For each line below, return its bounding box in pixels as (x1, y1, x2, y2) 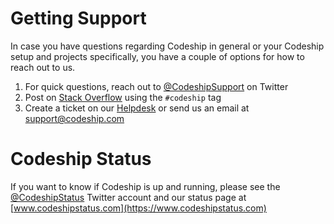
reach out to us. (10, 61, 76, 73)
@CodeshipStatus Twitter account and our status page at (10, 191, 247, 203)
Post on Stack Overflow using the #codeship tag (24, 91, 222, 103)
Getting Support (10, 7, 147, 30)
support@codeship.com (24, 112, 125, 124)
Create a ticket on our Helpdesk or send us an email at (24, 102, 250, 114)
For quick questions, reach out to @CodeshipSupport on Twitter (24, 80, 289, 92)
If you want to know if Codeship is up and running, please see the (10, 180, 281, 192)
